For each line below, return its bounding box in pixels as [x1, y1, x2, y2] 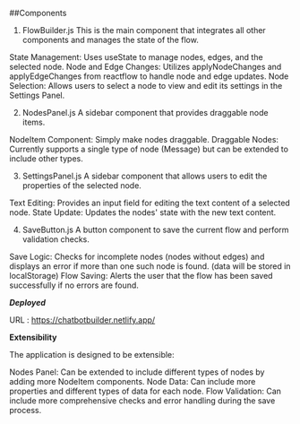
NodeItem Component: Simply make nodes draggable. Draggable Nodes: [9, 134, 279, 144]
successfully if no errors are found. [9, 280, 139, 290]
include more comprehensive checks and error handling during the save [9, 395, 276, 406]
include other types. [9, 153, 83, 164]
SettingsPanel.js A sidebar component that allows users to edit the [21, 170, 268, 181]
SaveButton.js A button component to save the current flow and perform [21, 224, 289, 235]
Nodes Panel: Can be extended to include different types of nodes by [9, 367, 265, 377]
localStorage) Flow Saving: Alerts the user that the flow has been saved [9, 271, 273, 281]
